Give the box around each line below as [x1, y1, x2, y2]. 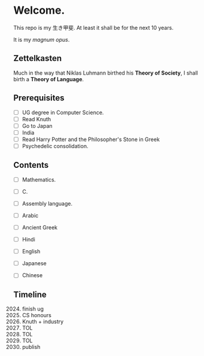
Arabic [22, 211, 39, 219]
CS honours [22, 312, 52, 319]
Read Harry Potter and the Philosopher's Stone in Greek [22, 136, 160, 143]
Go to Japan [22, 122, 53, 129]
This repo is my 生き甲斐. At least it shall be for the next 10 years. [13, 24, 173, 31]
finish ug [22, 305, 44, 312]
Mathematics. [22, 176, 56, 183]
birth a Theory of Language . [13, 75, 84, 82]
